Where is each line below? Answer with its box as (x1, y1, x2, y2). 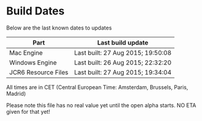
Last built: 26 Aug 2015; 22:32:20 (74, 58, 172, 67)
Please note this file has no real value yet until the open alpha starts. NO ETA (6, 101, 197, 109)
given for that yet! (6, 108, 50, 115)
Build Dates (6, 4, 65, 18)
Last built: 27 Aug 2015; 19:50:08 (74, 48, 172, 57)
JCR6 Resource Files (9, 68, 69, 76)
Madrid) (6, 90, 26, 97)
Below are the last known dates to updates (6, 24, 112, 31)
